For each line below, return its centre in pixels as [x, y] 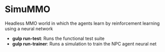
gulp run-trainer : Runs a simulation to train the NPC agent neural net [84, 43]
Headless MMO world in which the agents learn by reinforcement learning [82, 23]
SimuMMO [28, 9]
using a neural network [29, 28]
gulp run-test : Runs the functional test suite [58, 38]
